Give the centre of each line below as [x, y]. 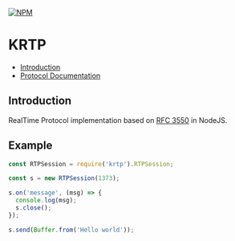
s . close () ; [34, 208]
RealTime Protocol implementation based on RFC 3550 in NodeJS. [118, 120]
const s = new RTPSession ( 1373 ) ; [64, 178]
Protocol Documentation [60, 76]
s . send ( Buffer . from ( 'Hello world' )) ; [71, 230]
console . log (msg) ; [47, 201]
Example [30, 146]
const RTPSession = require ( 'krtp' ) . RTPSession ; [91, 164]
